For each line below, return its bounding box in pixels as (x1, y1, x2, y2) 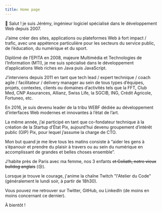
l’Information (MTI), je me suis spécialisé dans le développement (5, 60, 134, 65)
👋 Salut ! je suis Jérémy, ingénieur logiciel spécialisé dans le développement (5, 20, 157, 26)
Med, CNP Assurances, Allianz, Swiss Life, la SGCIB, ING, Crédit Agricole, (5, 90, 152, 96)
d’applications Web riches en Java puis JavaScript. (5, 65, 107, 71)
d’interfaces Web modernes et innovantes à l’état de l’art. (5, 110, 119, 115)
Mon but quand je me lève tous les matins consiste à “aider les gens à (5, 139, 145, 145)
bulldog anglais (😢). (5, 163, 46, 169)
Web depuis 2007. (5, 25, 41, 32)
